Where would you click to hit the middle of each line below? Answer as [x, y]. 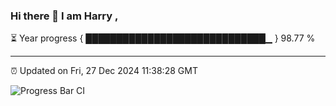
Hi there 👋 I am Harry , [64, 16]
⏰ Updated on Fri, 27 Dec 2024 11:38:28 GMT [104, 71]
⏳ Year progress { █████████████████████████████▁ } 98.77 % [163, 38]
